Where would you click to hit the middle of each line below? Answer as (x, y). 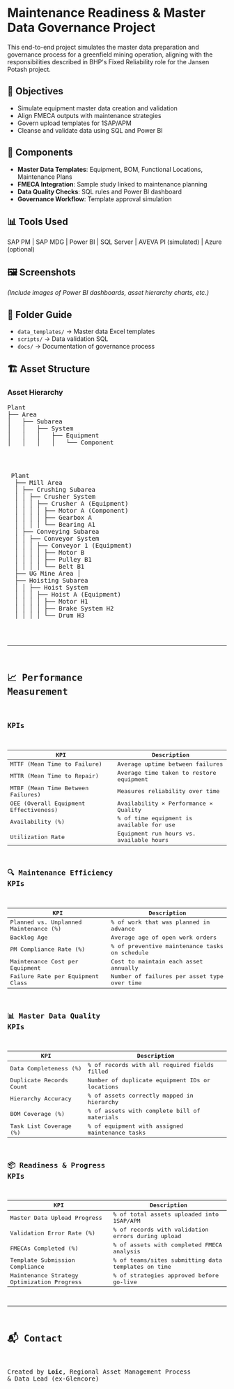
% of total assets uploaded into (166, 1215)
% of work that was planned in (161, 922)
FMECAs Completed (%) (44, 1248)
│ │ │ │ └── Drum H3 (49, 615)
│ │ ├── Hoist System (51, 587)
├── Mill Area (38, 482)
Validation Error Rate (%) (53, 1233)
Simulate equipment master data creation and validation (97, 108)
